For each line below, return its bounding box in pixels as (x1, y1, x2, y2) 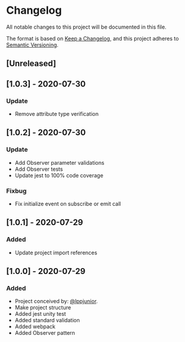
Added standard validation (14, 317, 80, 324)
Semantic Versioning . (6, 41, 58, 48)
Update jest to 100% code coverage (14, 171, 103, 179)
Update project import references (14, 249, 97, 256)
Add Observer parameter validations (14, 159, 104, 166)
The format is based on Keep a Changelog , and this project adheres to (6, 35, 179, 42)
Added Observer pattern (14, 329, 76, 337)
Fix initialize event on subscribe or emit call (14, 201, 121, 207)
